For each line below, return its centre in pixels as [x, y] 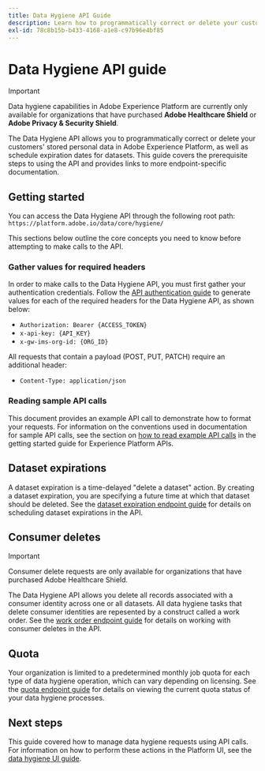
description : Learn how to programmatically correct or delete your [123, 23]
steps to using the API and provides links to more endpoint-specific [118, 164]
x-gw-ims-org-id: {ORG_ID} [64, 342]
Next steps [35, 722]
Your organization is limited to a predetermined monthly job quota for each [129, 673]
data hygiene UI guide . [45, 758]
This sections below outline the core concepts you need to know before [125, 239]
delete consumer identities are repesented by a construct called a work [124, 612]
